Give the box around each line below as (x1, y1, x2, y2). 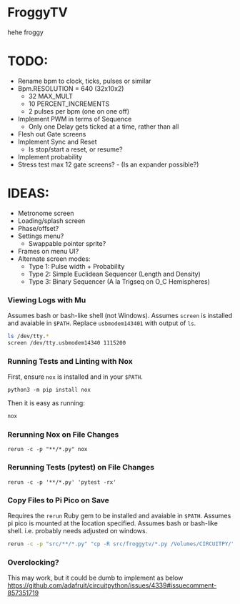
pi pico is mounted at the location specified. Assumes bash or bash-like (7, 519, 218, 528)
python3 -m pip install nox (7, 387, 91, 394)
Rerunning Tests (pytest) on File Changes (7, 462, 155, 472)
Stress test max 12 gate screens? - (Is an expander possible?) (17, 160, 199, 169)
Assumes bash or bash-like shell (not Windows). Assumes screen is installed (7, 312, 233, 320)
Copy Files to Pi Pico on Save (7, 495, 109, 505)
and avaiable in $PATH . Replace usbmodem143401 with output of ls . (7, 319, 196, 327)
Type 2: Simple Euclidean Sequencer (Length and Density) (28, 269, 201, 278)
